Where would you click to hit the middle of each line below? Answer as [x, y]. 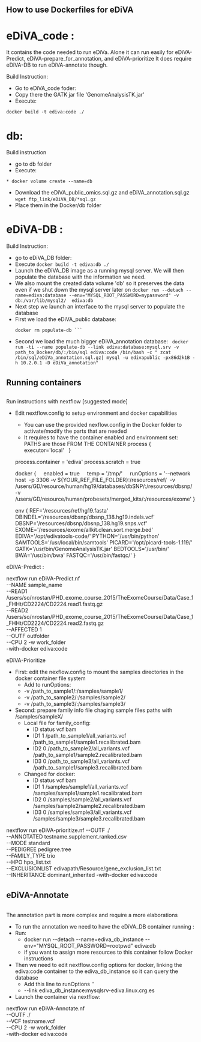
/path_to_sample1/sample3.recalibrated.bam [87, 768]
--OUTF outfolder [28, 636]
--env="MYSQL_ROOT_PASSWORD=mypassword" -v [124, 296]
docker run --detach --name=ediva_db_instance [84, 939]
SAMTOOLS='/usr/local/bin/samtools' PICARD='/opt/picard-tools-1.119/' [104, 543]
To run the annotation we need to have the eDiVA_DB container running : [105, 927]
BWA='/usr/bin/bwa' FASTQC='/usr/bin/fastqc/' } [75, 555]
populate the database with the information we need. [80, 277]
